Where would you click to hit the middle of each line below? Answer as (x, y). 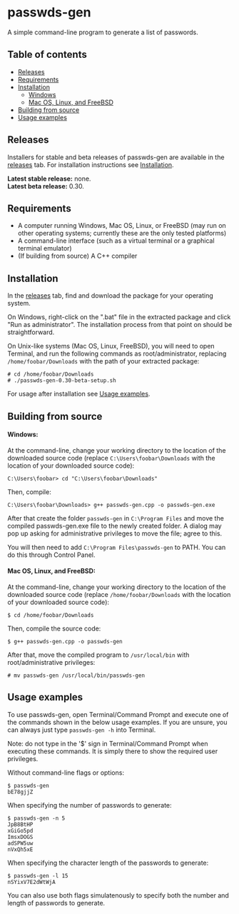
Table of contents (47, 55)
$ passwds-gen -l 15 (38, 875)
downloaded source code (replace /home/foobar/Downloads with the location (119, 594)
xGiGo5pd (20, 830)
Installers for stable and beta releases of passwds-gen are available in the (116, 157)
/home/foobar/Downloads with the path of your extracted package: (103, 361)
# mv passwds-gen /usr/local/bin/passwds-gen (76, 676)
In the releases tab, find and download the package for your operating (111, 296)
